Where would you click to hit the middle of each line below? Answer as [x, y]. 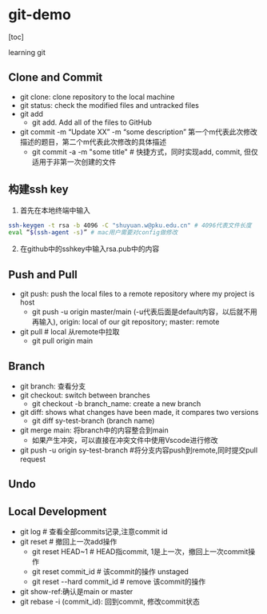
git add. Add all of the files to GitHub [92, 122]
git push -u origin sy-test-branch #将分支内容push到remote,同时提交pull [139, 450]
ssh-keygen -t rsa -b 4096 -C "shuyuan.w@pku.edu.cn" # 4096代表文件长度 [130, 225]
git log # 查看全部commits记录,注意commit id [94, 532]
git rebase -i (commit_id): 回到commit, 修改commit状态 [110, 602]
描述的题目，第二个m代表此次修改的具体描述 [93, 142]
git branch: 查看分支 [53, 386]
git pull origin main [62, 341]
